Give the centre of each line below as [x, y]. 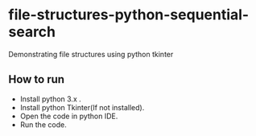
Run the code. [43, 124]
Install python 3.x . [51, 99]
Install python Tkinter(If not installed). [82, 107]
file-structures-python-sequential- [129, 15]
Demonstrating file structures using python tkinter [91, 54]
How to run [37, 79]
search [32, 32]
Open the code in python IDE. [69, 116]
